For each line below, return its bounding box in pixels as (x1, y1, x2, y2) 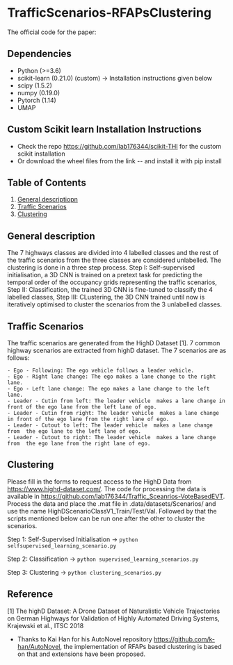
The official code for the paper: (7, 28, 97, 36)
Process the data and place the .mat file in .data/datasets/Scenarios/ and (7, 499, 216, 508)
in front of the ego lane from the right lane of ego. (7, 416, 170, 422)
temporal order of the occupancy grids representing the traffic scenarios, (7, 278, 218, 286)
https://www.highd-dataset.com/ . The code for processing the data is (7, 484, 207, 493)
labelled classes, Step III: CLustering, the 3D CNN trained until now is (7, 293, 205, 302)
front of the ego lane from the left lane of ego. (7, 404, 157, 411)
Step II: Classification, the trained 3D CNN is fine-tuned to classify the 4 (7, 286, 214, 294)
